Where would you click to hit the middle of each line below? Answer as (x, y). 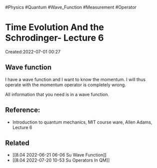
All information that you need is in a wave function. (57, 94)
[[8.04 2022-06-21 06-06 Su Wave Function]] (59, 155)
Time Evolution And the (55, 27)
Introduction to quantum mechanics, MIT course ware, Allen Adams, (82, 122)
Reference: (23, 110)
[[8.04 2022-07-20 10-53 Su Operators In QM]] (61, 160)
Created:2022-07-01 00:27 (33, 51)
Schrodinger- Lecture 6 (55, 38)
